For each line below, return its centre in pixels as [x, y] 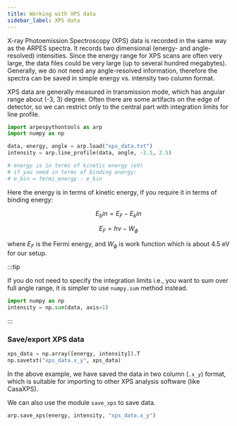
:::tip [14, 267]
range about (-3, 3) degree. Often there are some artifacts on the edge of [114, 99]
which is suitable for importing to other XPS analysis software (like [104, 381]
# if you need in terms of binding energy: [72, 172]
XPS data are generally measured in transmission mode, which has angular [116, 92]
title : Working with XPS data [52, 14]
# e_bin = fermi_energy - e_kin [55, 178]
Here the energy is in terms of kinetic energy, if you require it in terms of [112, 192]
